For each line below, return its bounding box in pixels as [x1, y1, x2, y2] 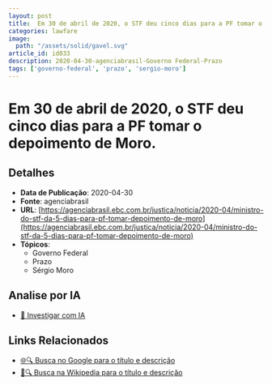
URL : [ [19, 204, 42, 215]
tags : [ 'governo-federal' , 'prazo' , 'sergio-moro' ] [8, 65, 186, 73]
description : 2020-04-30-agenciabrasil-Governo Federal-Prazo [8, 58, 223, 66]
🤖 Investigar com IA [19, 310, 86, 320]
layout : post [8, 11, 53, 20]
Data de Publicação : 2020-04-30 [19, 187, 134, 197]
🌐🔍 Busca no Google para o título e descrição [19, 356, 176, 366]
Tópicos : [19, 239, 50, 249]
